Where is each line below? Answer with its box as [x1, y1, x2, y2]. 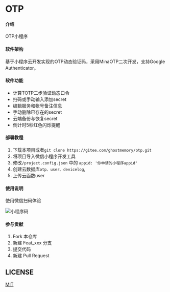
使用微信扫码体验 [5, 198, 41, 204]
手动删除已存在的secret [12, 109, 62, 115]
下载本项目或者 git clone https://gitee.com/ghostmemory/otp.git [12, 147, 152, 153]
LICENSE [5, 267, 34, 277]
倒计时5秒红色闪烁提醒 [12, 121, 61, 128]
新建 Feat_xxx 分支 [12, 240, 52, 246]
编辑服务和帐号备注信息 [12, 102, 62, 109]
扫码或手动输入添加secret [12, 96, 67, 102]
